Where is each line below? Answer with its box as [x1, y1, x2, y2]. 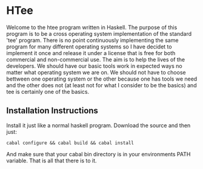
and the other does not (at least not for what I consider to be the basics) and [6, 81, 197, 88]
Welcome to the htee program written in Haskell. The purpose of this [6, 24, 178, 31]
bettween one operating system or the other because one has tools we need [6, 75, 198, 82]
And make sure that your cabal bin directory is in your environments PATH [6, 150, 191, 157]
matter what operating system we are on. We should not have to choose [6, 68, 186, 76]
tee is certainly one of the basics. [6, 88, 90, 95]
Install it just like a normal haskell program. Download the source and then [6, 122, 191, 129]
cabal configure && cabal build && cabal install [6, 140, 135, 146]
